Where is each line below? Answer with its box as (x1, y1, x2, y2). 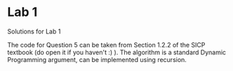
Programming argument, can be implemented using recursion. (7, 55, 187, 63)
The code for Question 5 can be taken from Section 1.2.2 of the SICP (7, 40, 206, 49)
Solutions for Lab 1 (7, 27, 61, 35)
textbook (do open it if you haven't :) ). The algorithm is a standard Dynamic (7, 48, 227, 56)
